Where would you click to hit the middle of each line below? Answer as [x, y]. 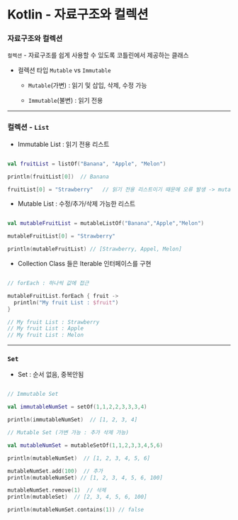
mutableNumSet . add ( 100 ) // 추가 [55, 471]
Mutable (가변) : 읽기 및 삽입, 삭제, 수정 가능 [87, 85]
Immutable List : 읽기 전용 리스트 [63, 144]
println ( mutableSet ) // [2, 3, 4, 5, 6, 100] [77, 497]
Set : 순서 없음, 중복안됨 [51, 375]
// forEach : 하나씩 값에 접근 [48, 283]
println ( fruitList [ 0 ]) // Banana [58, 177]
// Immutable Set [33, 394]
